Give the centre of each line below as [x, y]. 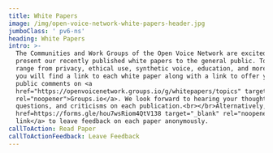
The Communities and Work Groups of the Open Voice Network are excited [141, 53]
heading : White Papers [47, 38]
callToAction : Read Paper [52, 129]
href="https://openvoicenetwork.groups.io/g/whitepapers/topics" [129, 91]
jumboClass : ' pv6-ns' [47, 31]
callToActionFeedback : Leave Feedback [74, 136]
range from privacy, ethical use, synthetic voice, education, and [132, 69]
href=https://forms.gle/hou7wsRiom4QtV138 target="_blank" [118, 114]
